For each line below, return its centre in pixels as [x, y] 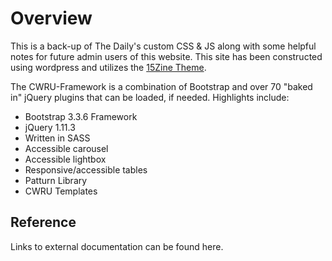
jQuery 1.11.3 [50, 127]
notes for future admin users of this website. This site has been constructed [166, 56]
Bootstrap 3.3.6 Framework [81, 116]
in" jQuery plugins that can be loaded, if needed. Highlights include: [150, 97]
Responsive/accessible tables [86, 169]
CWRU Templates [61, 191]
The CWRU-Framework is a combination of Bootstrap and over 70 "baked [161, 86]
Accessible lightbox [65, 159]
